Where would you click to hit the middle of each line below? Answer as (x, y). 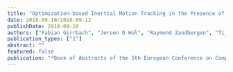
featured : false (31, 52)
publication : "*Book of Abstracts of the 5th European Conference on (110, 58)
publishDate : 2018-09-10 (43, 26)
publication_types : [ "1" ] (44, 39)
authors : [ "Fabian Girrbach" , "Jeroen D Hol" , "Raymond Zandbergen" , (110, 33)
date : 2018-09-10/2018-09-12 (49, 20)
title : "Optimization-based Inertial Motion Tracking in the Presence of (116, 13)
